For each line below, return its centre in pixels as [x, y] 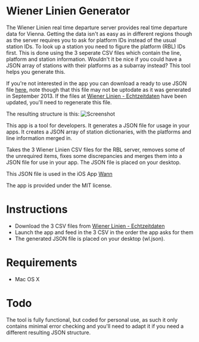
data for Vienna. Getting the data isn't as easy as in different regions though [99, 33]
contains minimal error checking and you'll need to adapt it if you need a [95, 326]
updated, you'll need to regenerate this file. [59, 102]
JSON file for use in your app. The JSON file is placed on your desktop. [94, 162]
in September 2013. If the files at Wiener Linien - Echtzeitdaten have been [97, 96]
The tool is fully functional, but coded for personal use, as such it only [92, 319]
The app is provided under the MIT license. [59, 185]
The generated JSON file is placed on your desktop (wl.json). [90, 238]
